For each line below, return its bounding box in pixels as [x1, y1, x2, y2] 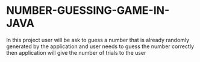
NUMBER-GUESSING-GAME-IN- [6, 4, 170, 17]
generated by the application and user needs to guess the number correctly [6, 43, 195, 50]
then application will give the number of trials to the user [6, 49, 146, 56]
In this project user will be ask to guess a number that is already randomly [6, 36, 190, 43]
